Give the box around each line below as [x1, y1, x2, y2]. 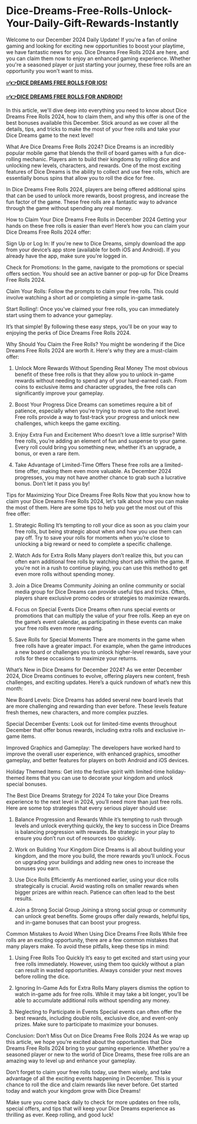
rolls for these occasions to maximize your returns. [14, 654, 138, 661]
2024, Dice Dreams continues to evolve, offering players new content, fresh [6, 672, 190, 679]
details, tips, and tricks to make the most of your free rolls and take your [6, 125, 181, 132]
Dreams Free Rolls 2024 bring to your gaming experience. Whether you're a [6, 1045, 190, 1052]
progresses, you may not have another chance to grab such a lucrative [14, 474, 186, 481]
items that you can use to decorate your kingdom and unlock [25, 774, 173, 781]
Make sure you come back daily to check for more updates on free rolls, [6, 1099, 181, 1106]
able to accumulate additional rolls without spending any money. [14, 996, 171, 1004]
